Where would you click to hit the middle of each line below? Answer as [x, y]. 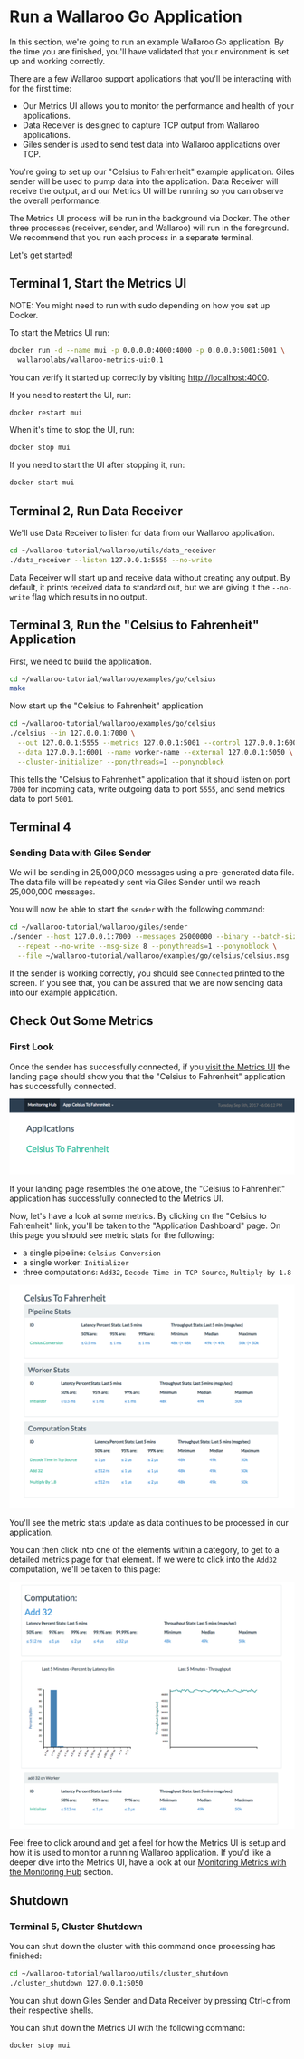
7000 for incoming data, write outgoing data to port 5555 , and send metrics [147, 789]
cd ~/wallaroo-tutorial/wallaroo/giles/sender [99, 927]
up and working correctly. [57, 61]
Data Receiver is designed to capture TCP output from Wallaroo [141, 125]
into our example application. [63, 992]
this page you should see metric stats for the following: [112, 1234]
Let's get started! [42, 255]
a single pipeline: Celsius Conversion [91, 1253]
